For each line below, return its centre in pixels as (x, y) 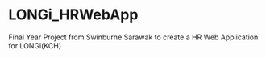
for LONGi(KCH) (35, 45)
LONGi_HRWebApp (73, 15)
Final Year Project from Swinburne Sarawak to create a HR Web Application (133, 37)
